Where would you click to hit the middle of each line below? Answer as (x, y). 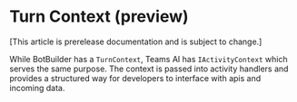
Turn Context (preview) (99, 17)
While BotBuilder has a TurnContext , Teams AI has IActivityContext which (148, 59)
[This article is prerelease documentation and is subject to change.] (136, 42)
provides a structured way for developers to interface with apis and (135, 78)
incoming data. (37, 88)
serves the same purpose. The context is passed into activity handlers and (149, 69)
